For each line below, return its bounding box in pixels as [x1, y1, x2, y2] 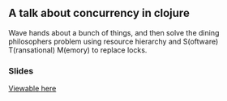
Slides [8, 65, 34, 76]
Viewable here [8, 84, 57, 94]
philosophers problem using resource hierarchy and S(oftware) [8, 36, 219, 46]
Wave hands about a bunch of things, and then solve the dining [8, 27, 220, 37]
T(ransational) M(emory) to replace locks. [8, 44, 148, 55]
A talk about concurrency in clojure [8, 6, 191, 20]
